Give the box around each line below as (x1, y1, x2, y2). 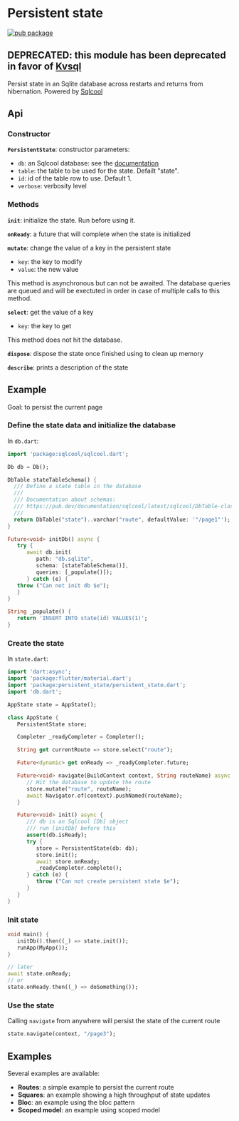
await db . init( (26, 549, 72, 556)
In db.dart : (7, 437, 39, 445)
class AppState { (7, 714, 59, 721)
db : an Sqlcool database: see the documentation (17, 159, 159, 168)
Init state (7, 915, 39, 925)
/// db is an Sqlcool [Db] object (26, 818, 129, 826)
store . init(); (36, 851, 78, 858)
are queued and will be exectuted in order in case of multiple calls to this (7, 286, 221, 295)
